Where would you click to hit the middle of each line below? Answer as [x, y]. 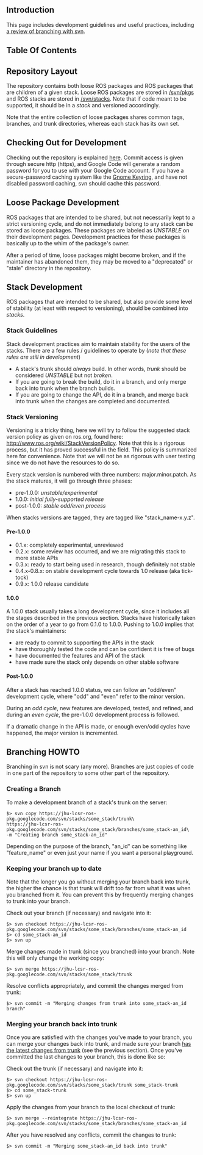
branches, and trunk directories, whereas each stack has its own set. [93, 124]
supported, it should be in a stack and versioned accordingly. [83, 106]
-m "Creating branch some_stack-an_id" [57, 835]
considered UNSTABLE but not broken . [64, 375]
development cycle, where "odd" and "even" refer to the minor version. [96, 696]
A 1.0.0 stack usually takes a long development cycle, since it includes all [98, 611]
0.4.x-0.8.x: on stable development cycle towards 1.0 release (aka [98, 571]
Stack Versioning [32, 417]
